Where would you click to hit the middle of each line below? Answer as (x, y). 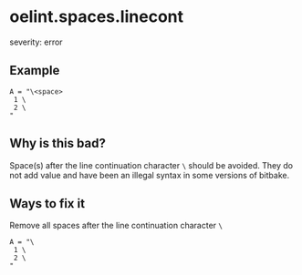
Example (35, 71)
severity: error (36, 42)
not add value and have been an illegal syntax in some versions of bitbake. (150, 175)
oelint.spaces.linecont (97, 17)
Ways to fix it (47, 204)
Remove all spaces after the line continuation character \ (116, 226)
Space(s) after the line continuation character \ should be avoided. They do (151, 165)
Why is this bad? (58, 143)
